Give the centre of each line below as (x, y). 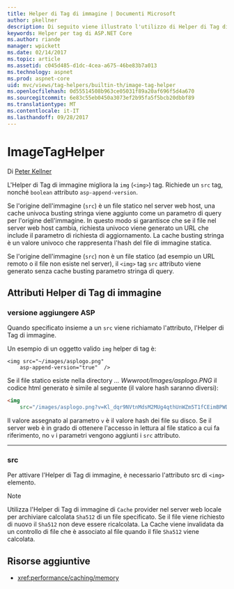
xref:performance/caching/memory (68, 578)
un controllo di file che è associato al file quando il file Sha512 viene (103, 532)
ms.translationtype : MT (42, 105)
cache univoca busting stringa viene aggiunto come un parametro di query (114, 213)
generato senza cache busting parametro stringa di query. (91, 271)
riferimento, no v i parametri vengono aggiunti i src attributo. (94, 435)
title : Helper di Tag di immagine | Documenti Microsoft (92, 14)
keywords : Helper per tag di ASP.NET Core (70, 33)
